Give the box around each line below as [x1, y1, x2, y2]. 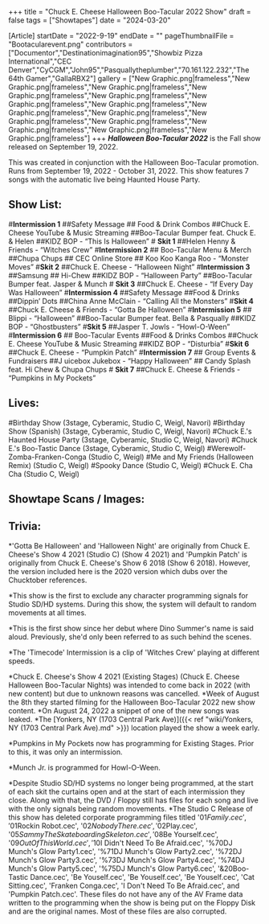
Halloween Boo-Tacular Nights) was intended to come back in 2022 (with [8, 680, 251, 690]
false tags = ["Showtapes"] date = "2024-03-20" [8, 15, 171, 25]
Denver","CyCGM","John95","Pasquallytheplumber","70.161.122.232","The [8, 65, 250, 75]
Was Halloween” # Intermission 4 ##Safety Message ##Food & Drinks [8, 287, 240, 297]
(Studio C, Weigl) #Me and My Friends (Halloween [88, 452, 255, 462]
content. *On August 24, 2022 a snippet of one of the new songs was [8, 705, 239, 715]
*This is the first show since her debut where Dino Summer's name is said [8, 623, 255, 633]
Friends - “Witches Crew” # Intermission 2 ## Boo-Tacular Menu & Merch [8, 244, 251, 254]
